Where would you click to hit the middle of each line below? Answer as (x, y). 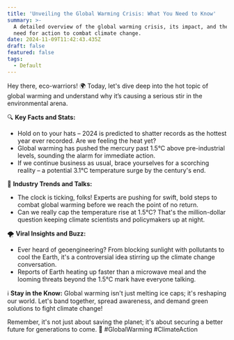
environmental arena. (38, 103)
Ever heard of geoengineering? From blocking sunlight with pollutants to (121, 249)
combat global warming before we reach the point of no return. (108, 204)
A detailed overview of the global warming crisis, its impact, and (115, 26)
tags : (15, 59)
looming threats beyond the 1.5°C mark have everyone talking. (107, 279)
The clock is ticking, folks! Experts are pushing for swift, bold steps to (117, 197)
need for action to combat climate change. (77, 33)
